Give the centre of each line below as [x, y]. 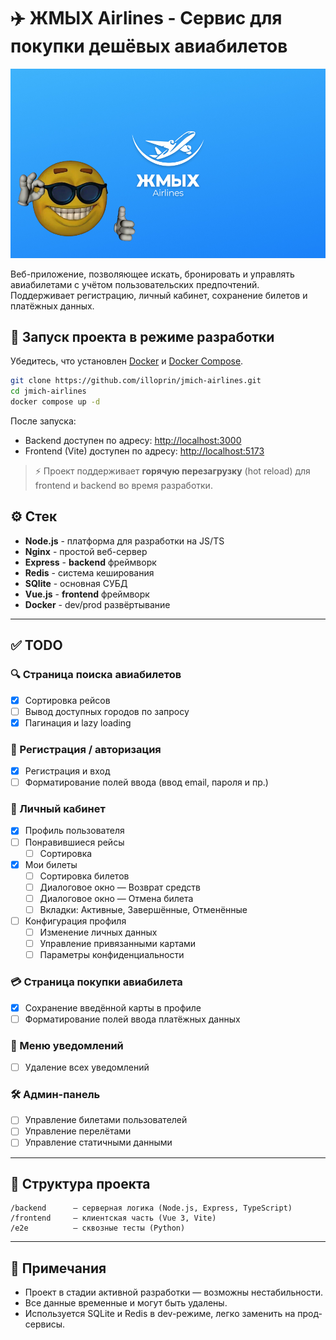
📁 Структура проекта [80, 1183]
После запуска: [43, 421]
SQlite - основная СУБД [76, 583]
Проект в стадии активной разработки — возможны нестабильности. [173, 1292]
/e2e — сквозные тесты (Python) [98, 1228]
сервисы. [45, 1324]
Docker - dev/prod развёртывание [97, 604]
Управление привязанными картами [118, 944]
